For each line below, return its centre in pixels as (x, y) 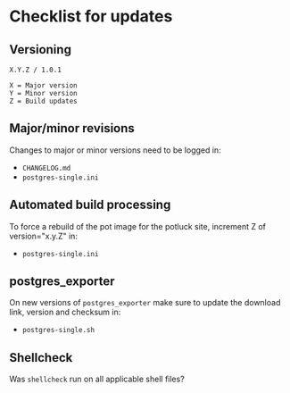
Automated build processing (90, 205)
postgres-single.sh (58, 330)
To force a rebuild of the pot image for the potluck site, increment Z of (137, 226)
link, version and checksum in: (65, 312)
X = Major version (43, 86)
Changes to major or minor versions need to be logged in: (115, 150)
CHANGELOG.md (46, 168)
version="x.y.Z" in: (44, 236)
